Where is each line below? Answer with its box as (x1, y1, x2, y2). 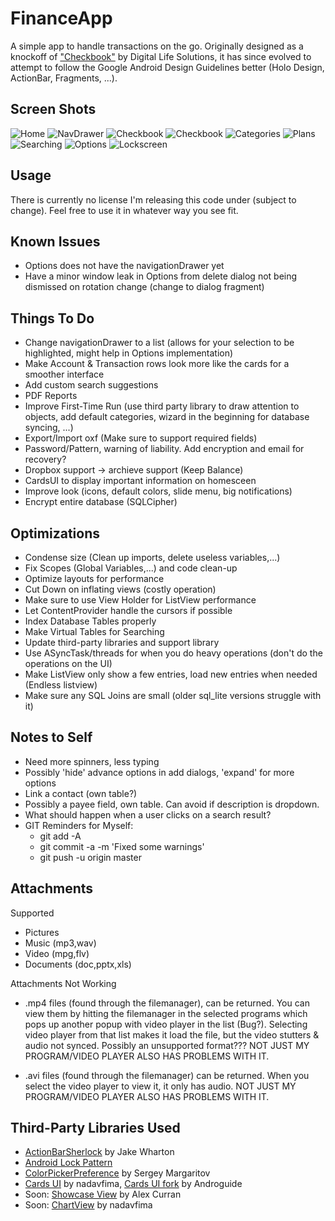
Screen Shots (10, 101, 97, 118)
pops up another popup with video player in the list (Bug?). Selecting (24, 1018, 308, 1030)
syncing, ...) (24, 422, 74, 434)
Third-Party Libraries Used (10, 1120, 181, 1137)
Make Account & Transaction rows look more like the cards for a (24, 358, 290, 370)
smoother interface (24, 368, 105, 381)
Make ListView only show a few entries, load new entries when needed (24, 668, 318, 680)
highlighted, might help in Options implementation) (24, 347, 234, 359)
